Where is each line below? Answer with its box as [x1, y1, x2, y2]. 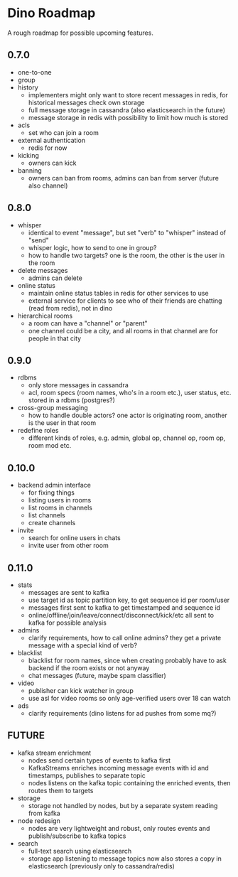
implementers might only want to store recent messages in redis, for [28, 90, 229, 99]
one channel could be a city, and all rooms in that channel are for [28, 326, 219, 335]
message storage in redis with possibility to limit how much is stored [28, 113, 229, 122]
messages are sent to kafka [28, 588, 110, 596]
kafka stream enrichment [17, 748, 92, 757]
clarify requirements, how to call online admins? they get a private [28, 634, 222, 642]
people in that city [28, 334, 82, 343]
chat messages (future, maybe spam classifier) [28, 672, 167, 679]
